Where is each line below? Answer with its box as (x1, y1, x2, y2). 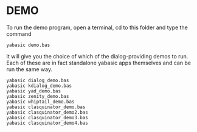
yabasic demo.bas (6, 42, 50, 48)
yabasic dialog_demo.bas (6, 77, 69, 83)
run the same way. (6, 65, 53, 73)
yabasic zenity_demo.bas (6, 93, 69, 99)
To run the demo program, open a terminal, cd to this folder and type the (6, 24, 188, 31)
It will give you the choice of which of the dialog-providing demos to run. (6, 52, 188, 60)
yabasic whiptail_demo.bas (6, 99, 75, 105)
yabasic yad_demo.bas (6, 88, 61, 94)
